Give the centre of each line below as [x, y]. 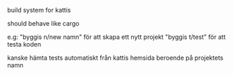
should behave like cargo [43, 23]
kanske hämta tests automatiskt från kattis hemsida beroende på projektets [115, 58]
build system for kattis [39, 10]
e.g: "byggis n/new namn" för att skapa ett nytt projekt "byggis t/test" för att [116, 37]
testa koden [24, 44]
